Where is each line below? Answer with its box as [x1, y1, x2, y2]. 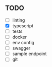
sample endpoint [12, 51, 47, 57]
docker [12, 34, 27, 40]
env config [12, 40, 35, 46]
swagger [12, 45, 31, 51]
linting [12, 17, 25, 23]
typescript [12, 22, 34, 29]
